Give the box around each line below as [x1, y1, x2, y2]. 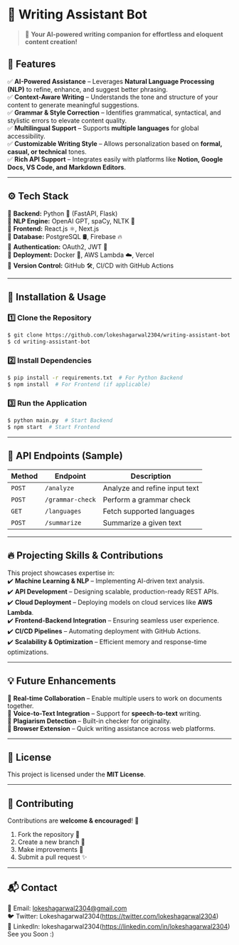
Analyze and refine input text [102, 483, 199, 493]
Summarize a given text [102, 517, 181, 527]
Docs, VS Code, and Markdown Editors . [7, 163, 127, 171]
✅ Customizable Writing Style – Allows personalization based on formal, [7, 139, 223, 148]
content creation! [24, 37, 78, 46]
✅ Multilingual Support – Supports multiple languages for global [7, 124, 199, 132]
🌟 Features [7, 58, 56, 70]
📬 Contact [7, 882, 58, 894]
